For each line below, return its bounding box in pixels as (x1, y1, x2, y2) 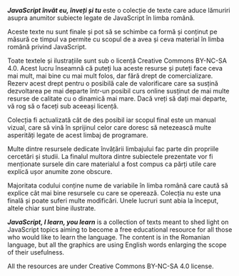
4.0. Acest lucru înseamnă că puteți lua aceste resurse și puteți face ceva (7, 64, 223, 72)
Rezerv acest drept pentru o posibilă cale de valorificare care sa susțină (7, 79, 219, 88)
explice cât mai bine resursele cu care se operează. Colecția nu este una (7, 189, 221, 197)
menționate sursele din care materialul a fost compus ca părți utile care (7, 160, 216, 168)
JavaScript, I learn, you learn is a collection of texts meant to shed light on (7, 218, 229, 226)
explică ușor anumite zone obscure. (7, 168, 113, 175)
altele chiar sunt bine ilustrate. (7, 204, 96, 213)
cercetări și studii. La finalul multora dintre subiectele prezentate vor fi (7, 153, 213, 160)
